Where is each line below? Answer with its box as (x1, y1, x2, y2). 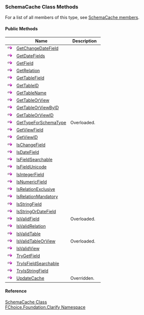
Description (72, 38, 97, 44)
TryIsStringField (16, 268, 48, 273)
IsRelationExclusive (16, 186, 55, 192)
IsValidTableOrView (16, 238, 56, 244)
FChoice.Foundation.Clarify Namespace (5, 304, 86, 310)
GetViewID (16, 135, 38, 140)
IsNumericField (16, 179, 47, 184)
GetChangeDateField (16, 45, 59, 51)
